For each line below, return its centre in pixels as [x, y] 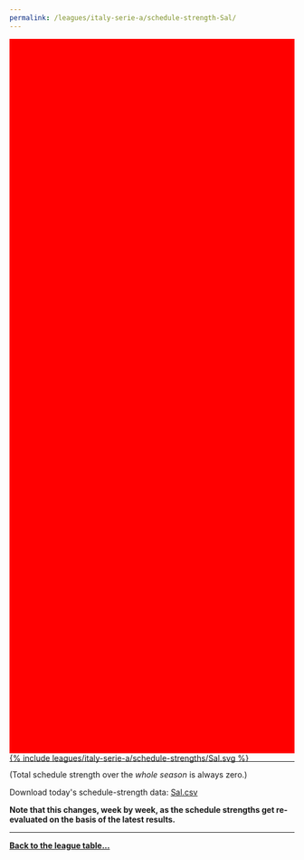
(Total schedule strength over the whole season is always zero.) [128, 774]
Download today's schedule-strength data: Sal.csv [104, 792]
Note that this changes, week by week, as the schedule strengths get [142, 809]
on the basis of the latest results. [112, 819]
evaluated [28, 819]
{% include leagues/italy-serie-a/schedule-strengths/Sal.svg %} [129, 757]
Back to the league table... [60, 845]
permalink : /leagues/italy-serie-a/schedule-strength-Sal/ [123, 18]
